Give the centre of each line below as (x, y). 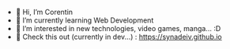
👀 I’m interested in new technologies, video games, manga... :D (118, 28)
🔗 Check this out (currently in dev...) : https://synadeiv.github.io (119, 37)
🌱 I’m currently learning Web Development (85, 20)
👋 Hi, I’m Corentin (44, 12)
